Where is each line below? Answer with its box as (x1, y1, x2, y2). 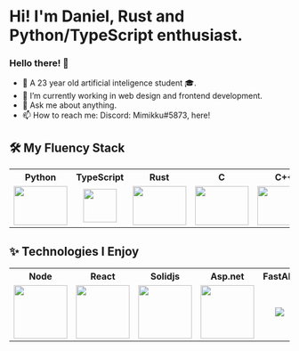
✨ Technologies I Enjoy (9, 243, 140, 259)
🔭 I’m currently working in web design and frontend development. (21, 91, 263, 102)
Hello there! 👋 (9, 57, 69, 69)
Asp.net (210, 270, 245, 282)
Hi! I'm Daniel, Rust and (9, 6, 185, 27)
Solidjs (149, 270, 181, 282)
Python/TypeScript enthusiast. (9, 25, 243, 45)
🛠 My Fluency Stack (9, 140, 125, 155)
